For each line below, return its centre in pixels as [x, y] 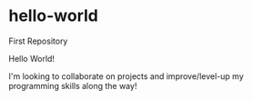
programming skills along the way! [73, 85]
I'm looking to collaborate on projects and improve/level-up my [126, 76]
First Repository [38, 41]
